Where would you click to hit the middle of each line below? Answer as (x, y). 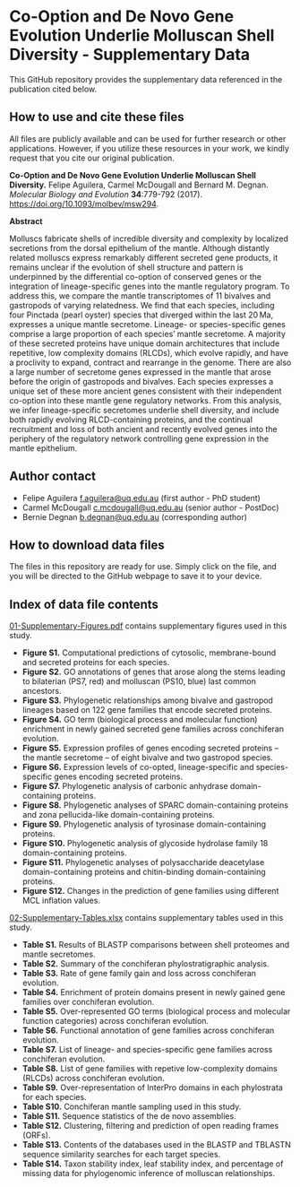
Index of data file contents (84, 604)
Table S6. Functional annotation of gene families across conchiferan (148, 1031)
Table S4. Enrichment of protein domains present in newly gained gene (154, 992)
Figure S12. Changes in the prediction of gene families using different (150, 891)
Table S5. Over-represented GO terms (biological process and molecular (156, 1011)
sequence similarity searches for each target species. (121, 1155)
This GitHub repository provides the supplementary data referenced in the (146, 79)
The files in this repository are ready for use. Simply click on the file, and (143, 567)
